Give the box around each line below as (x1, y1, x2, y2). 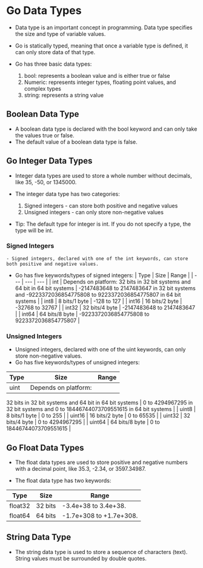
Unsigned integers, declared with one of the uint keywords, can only (15, 346, 186, 353)
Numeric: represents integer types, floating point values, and (24, 78, 176, 86)
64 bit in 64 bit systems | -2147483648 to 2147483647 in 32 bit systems (15, 284, 196, 292)
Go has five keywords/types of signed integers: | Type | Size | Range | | (15, 271, 193, 279)
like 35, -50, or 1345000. (15, 178, 77, 185)
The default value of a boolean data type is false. (15, 138, 138, 145)
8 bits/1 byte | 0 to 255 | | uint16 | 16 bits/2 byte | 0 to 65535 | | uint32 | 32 (6, 412, 191, 420)
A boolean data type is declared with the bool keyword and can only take (15, 125, 198, 133)
